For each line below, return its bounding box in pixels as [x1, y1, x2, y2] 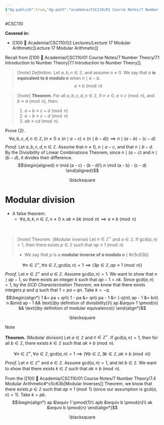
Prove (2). [5, 127, 25, 133]
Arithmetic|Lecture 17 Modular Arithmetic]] [12, 45, 98, 51]
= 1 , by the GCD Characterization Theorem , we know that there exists [5, 282, 145, 287]
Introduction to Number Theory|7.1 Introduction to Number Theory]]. [5, 59, 142, 65]
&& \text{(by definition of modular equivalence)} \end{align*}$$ [18, 305, 146, 311]
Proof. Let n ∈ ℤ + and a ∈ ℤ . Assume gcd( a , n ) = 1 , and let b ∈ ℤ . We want [5, 359, 157, 366]
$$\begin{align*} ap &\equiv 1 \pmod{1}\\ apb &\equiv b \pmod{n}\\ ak [12, 399, 153, 405]
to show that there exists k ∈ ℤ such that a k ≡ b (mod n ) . [5, 366, 121, 371]
